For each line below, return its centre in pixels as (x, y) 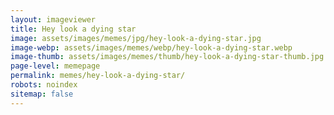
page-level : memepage (55, 66)
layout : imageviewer (53, 19)
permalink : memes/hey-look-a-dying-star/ (98, 76)
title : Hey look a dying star (73, 29)
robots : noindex (44, 85)
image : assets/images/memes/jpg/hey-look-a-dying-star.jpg (136, 38)
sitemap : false (42, 94)
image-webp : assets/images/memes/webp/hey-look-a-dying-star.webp (151, 47)
